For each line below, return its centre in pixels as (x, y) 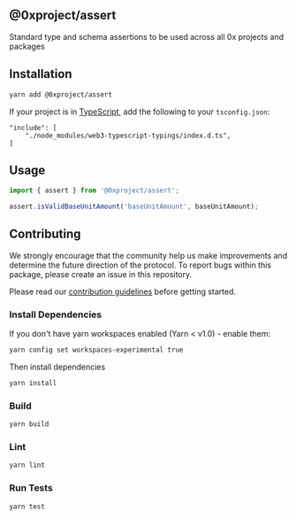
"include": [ (33, 128)
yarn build (29, 424)
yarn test (27, 506)
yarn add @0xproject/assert (61, 94)
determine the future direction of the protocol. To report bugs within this (140, 265)
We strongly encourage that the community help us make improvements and (148, 255)
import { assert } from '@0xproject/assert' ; (94, 190)
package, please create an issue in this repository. (101, 274)
